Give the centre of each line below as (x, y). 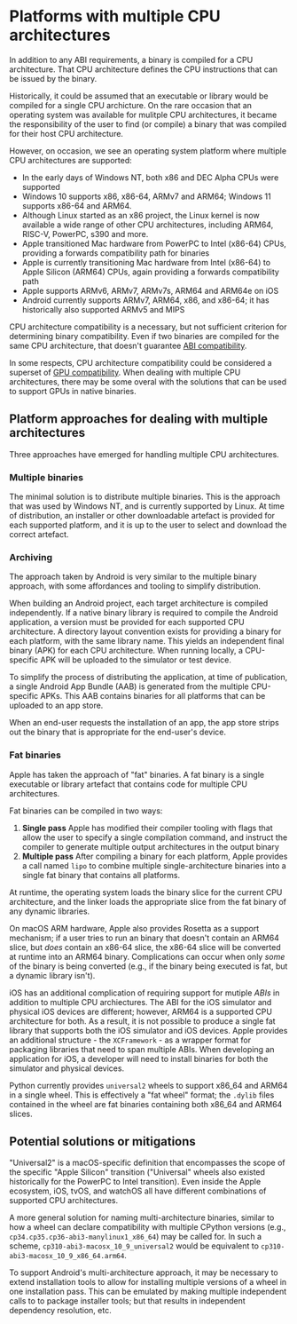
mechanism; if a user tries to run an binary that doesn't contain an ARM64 (144, 938)
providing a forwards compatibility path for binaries (116, 253)
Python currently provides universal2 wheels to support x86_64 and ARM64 (148, 1085)
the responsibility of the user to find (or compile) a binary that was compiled (148, 124)
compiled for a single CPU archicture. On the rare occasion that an (131, 105)
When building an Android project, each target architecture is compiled (139, 603)
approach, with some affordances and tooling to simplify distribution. (135, 586)
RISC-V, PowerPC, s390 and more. (85, 234)
